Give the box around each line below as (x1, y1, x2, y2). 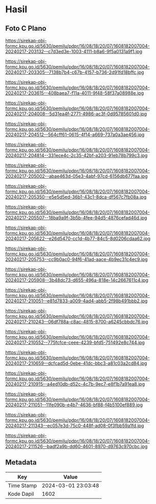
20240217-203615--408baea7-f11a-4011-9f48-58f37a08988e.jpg (5, 90, 144, 96)
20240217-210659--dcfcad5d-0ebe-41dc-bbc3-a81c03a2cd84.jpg (5, 360, 147, 366)
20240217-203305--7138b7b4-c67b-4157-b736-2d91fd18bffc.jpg (5, 69, 144, 75)
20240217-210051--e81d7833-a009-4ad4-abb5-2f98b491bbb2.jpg (5, 298, 148, 304)
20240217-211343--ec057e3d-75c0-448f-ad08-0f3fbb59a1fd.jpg (5, 423, 144, 428)
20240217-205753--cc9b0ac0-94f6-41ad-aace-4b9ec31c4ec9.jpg (5, 256, 148, 262)
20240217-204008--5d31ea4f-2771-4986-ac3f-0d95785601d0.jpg (5, 111, 147, 117)
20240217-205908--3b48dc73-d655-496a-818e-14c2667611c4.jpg (5, 277, 148, 283)
